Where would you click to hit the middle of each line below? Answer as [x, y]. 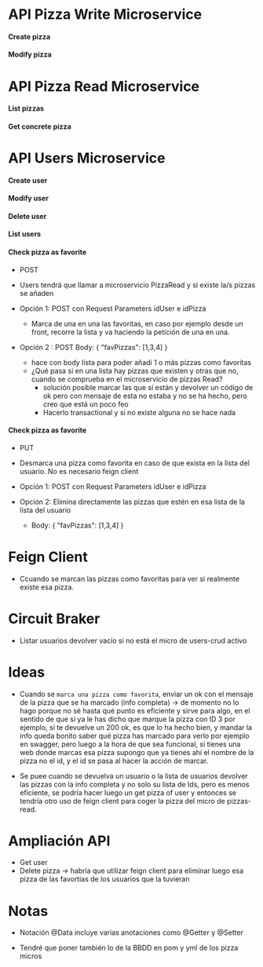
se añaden [37, 293]
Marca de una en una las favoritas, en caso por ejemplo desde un [137, 323]
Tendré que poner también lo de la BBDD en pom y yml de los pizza [129, 948]
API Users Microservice [87, 158]
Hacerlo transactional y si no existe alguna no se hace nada [139, 412]
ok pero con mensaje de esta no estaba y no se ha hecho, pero [145, 396]
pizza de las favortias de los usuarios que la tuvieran [104, 879]
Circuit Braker [54, 619]
